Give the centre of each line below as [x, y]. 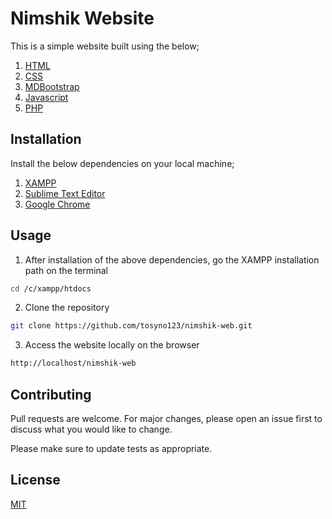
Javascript [46, 97]
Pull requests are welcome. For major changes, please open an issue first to [166, 418]
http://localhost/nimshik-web [73, 363]
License [35, 480]
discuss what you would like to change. [91, 429]
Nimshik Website [82, 18]
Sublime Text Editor [65, 193]
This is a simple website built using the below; [105, 46]
